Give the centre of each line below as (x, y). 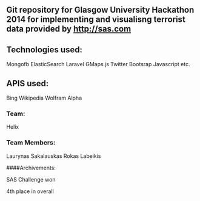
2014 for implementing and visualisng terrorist (96, 20)
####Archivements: (31, 168)
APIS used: (28, 83)
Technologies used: (45, 49)
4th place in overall (30, 191)
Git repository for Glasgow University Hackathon (100, 10)
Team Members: (31, 143)
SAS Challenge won (31, 179)
